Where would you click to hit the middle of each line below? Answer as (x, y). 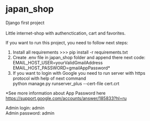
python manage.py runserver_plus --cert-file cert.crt (66, 83)
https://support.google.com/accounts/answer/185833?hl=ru (66, 98)
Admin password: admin (30, 113)
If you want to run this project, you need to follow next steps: (67, 42)
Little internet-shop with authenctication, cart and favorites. (66, 33)
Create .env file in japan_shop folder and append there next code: (79, 57)
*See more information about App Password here (56, 93)
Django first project (25, 23)
